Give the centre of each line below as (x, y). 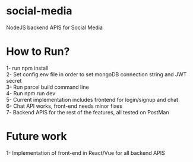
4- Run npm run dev (31, 93)
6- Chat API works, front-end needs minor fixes (64, 106)
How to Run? (38, 52)
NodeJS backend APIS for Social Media (54, 27)
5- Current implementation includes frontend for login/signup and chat (92, 99)
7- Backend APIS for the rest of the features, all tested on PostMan (88, 112)
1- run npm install (27, 68)
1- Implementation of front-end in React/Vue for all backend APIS (86, 152)
